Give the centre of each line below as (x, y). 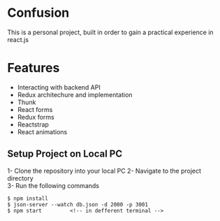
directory (20, 178)
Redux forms (36, 117)
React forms (35, 109)
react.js (18, 39)
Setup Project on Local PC (65, 154)
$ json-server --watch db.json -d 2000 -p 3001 (78, 204)
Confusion (38, 13)
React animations (42, 131)
